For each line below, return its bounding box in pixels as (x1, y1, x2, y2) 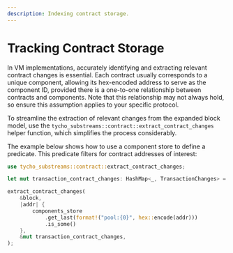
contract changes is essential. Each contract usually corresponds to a (7, 70, 208, 79)
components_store (32, 207, 82, 215)
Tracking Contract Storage (7, 40, 165, 56)
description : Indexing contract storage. (7, 10, 130, 17)
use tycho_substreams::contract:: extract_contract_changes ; (7, 163, 186, 170)
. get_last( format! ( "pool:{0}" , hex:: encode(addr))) (44, 214, 198, 221)
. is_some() (44, 220, 77, 227)
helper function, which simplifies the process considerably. (7, 128, 177, 137)
